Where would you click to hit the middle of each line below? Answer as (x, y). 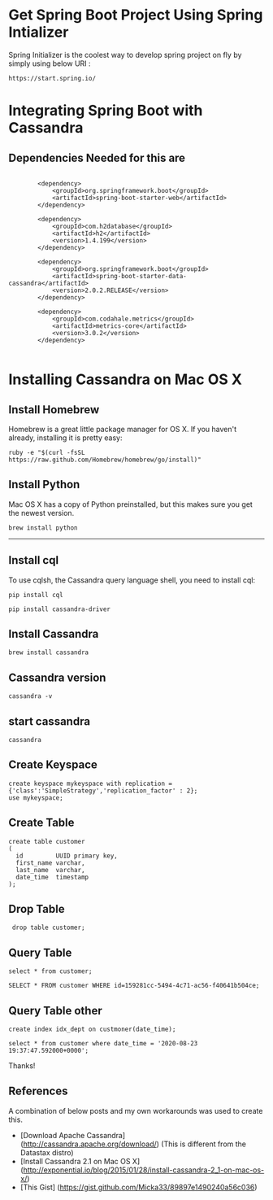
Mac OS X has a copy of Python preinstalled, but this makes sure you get (131, 504)
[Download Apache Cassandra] (73, 1135)
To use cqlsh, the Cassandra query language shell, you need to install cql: (132, 580)
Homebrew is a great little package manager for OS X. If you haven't (123, 429)
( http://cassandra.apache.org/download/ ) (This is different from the (133, 1144)
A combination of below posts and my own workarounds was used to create (136, 1111)
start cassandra (50, 721)
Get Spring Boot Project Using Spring (136, 15)
